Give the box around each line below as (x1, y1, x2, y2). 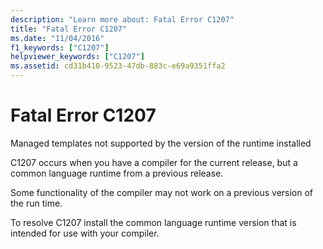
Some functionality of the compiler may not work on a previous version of (10, 186, 314, 198)
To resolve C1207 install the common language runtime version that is (10, 216, 297, 228)
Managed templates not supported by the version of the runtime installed (10, 137, 312, 149)
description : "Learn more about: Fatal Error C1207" (10, 14, 235, 25)
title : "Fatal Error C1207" (10, 24, 128, 34)
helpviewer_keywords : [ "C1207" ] (10, 52, 145, 62)
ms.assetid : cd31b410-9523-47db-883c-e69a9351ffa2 (10, 61, 226, 71)
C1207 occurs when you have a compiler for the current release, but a (10, 156, 298, 168)
